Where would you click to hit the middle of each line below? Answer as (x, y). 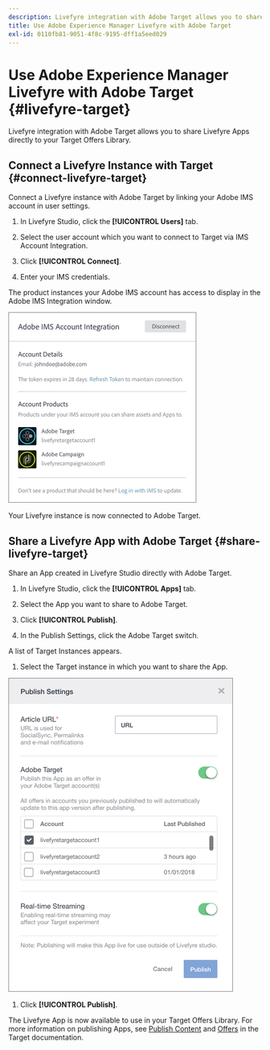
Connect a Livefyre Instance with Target (111, 165)
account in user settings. (49, 206)
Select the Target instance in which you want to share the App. (124, 666)
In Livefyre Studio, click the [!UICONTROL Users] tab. (109, 222)
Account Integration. (54, 246)
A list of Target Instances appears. (65, 651)
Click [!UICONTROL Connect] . (71, 261)
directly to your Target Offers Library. (70, 140)
